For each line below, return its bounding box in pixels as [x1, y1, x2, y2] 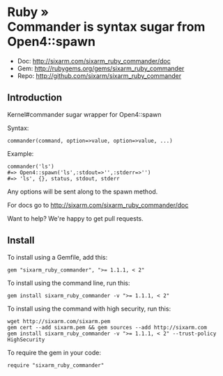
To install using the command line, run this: [7, 279, 130, 287]
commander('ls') [7, 163, 54, 170]
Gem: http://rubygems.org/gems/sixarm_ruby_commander [17, 64, 185, 72]
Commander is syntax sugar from [7, 19, 206, 35]
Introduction [7, 92, 63, 104]
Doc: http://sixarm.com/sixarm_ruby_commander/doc [17, 56, 171, 65]
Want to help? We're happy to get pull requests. [7, 214, 144, 223]
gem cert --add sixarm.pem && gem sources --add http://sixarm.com [7, 324, 208, 331]
